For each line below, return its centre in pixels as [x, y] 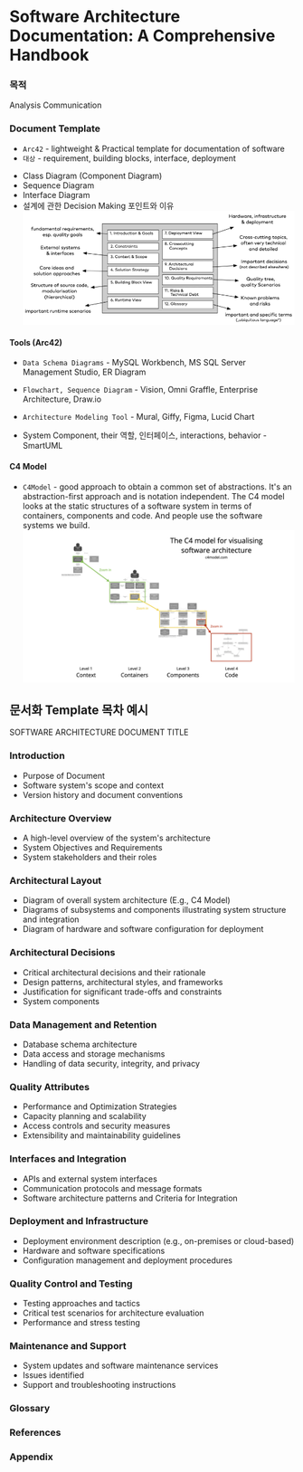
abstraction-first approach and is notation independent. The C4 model [153, 496]
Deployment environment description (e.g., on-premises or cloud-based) [158, 1240]
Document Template [55, 128]
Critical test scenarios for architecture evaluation [114, 1313]
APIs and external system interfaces [90, 1179]
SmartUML [43, 446]
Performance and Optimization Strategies [100, 1106]
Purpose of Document [64, 775]
